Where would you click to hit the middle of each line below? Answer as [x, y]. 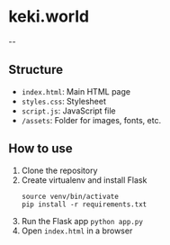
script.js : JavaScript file [68, 111]
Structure [36, 70]
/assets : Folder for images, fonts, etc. [91, 120]
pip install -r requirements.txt [84, 204]
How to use [40, 149]
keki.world [49, 17]
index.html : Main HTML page [76, 91]
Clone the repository [59, 170]
